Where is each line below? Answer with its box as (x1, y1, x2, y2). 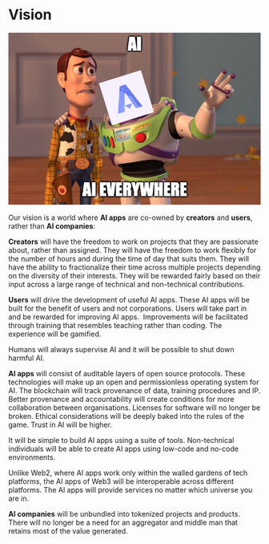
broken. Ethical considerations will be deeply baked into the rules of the (8, 411, 244, 420)
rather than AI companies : (8, 221, 96, 230)
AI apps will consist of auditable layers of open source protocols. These (8, 368, 246, 378)
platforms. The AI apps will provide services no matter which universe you (8, 485, 253, 494)
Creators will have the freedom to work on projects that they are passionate (8, 237, 259, 246)
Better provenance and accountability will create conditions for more (8, 394, 235, 404)
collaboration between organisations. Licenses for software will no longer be (8, 403, 261, 412)
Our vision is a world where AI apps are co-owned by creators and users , (8, 213, 253, 222)
